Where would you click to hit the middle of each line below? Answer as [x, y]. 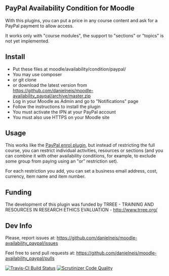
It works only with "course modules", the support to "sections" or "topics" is [85, 35]
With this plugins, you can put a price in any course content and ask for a [81, 20]
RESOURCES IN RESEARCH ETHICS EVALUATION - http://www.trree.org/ [81, 210]
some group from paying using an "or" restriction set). [62, 161]
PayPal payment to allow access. [39, 26]
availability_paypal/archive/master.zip [52, 96]
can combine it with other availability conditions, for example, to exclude [80, 156]
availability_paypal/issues [32, 243]
